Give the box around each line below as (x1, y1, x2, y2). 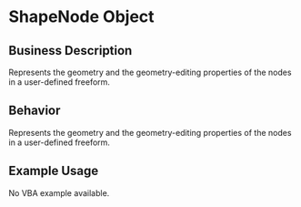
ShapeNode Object (8, 6, 156, 27)
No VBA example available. (8, 187, 110, 198)
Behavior (8, 103, 61, 119)
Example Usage (8, 163, 99, 179)
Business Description (8, 43, 133, 58)
